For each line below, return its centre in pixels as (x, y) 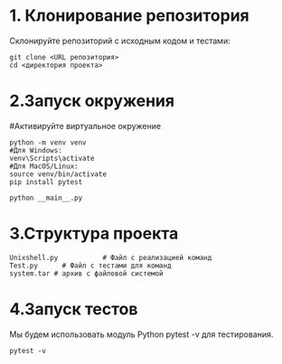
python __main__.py (46, 198)
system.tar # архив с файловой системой (87, 273)
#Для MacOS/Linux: (44, 166)
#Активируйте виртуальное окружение (85, 126)
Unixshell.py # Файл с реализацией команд (111, 257)
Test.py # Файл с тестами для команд (90, 266)
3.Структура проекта (94, 233)
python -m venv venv (48, 142)
